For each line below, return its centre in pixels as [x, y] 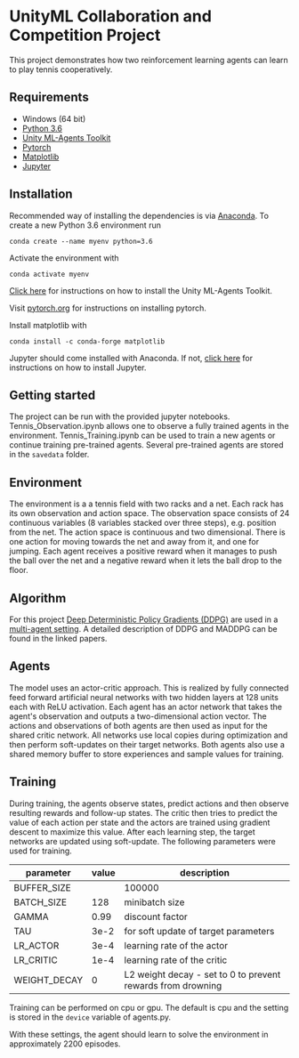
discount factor [156, 917]
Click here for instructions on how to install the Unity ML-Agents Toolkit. [141, 290]
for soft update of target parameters [199, 931]
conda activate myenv [49, 274]
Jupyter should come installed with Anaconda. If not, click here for [131, 358]
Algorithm [38, 598]
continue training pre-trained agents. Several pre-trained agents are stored [146, 445]
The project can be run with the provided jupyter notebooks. [120, 416]
